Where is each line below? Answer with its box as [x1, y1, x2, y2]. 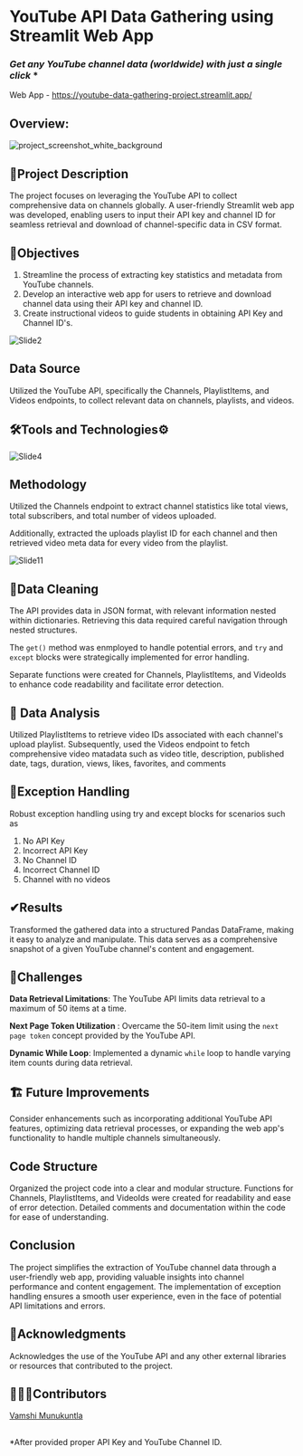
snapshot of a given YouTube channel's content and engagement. [9, 943, 255, 954]
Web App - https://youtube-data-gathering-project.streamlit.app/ [9, 90, 252, 100]
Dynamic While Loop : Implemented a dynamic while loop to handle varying [9, 1048, 291, 1059]
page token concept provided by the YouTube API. [9, 1030, 196, 1042]
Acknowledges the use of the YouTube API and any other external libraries [9, 1350, 287, 1361]
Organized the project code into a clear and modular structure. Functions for [9, 1183, 294, 1194]
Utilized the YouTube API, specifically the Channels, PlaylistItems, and [9, 385, 270, 395]
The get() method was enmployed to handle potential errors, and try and [9, 642, 283, 653]
